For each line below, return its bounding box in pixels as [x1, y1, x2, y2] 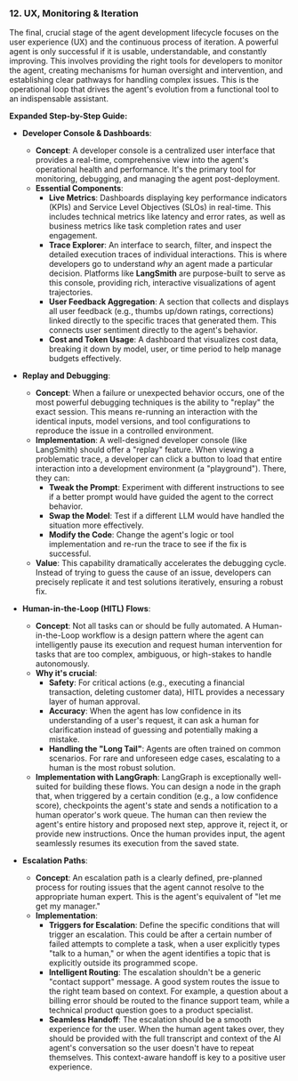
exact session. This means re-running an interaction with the [35, 407, 258, 417]
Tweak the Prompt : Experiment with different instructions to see [48, 482, 285, 493]
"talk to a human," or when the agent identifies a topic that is [48, 948, 271, 959]
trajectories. [48, 287, 93, 298]
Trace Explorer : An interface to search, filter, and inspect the [48, 239, 272, 251]
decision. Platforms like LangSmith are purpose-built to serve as [48, 268, 286, 278]
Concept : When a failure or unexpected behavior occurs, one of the [35, 388, 285, 399]
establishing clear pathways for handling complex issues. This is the [9, 75, 260, 85]
